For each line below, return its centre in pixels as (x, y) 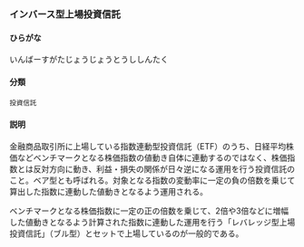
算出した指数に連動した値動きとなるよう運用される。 (109, 191)
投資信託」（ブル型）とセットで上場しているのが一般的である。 (127, 233)
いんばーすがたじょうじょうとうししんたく (89, 60)
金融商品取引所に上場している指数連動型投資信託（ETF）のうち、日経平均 (148, 146)
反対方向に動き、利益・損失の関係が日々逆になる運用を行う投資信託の (164, 168)
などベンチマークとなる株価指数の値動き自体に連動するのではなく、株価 (152, 157)
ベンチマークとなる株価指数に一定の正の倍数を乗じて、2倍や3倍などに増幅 (149, 211)
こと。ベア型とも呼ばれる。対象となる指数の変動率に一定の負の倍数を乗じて (152, 180)
